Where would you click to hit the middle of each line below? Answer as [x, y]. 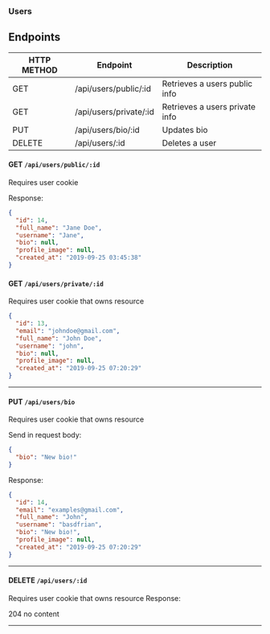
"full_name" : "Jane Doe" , [59, 228]
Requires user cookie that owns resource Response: [94, 598]
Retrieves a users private [209, 106]
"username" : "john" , [50, 346]
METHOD [39, 70]
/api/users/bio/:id [108, 130]
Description [210, 64]
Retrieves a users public [207, 84]
